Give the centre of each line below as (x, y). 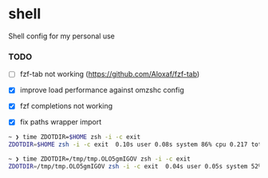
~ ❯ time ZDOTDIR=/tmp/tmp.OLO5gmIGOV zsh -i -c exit (100, 159)
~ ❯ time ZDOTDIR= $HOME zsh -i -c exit (75, 137)
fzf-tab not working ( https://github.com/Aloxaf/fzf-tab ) (110, 74)
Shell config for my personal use (62, 36)
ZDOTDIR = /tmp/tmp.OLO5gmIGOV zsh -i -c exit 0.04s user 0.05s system (128, 167)
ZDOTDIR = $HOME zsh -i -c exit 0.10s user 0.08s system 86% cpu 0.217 (128, 144)
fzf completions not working (66, 106)
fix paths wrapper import (61, 122)
